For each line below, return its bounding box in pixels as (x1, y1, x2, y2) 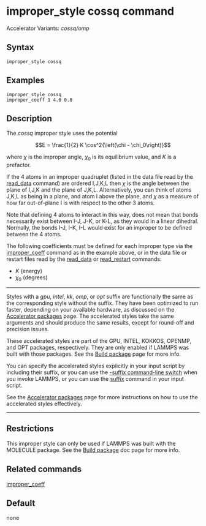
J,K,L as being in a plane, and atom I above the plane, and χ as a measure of (6, 193, 199, 200)
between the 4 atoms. (6, 231, 62, 238)
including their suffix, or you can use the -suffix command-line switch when (6, 369, 198, 376)
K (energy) (15, 268, 43, 275)
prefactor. (6, 161, 31, 169)
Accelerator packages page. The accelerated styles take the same (6, 312, 174, 320)
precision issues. (6, 325, 49, 333)
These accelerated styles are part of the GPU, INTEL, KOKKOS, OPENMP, (6, 337, 192, 344)
